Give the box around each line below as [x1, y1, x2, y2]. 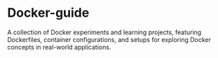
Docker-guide [7, 5, 90, 21]
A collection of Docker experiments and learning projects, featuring [7, 28, 202, 36]
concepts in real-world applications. [7, 43, 111, 51]
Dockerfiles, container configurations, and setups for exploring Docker [7, 35, 212, 43]
